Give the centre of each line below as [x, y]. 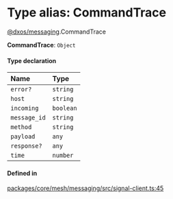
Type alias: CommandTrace [86, 13]
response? [26, 146]
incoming [25, 108]
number [63, 155]
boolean [65, 108]
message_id [28, 118]
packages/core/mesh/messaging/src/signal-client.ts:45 [85, 188]
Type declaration [32, 60]
